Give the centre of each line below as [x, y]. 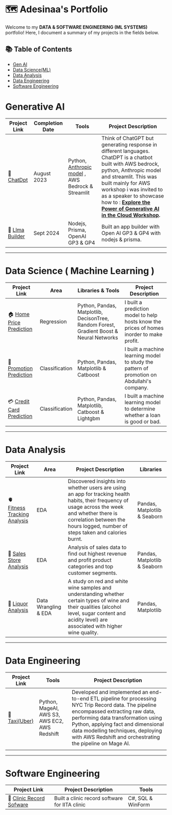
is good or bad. [143, 422]
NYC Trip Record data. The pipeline [114, 705]
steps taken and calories [97, 532]
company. [136, 387]
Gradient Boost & [98, 331]
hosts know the [143, 322]
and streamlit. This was [129, 176]
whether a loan [143, 415]
